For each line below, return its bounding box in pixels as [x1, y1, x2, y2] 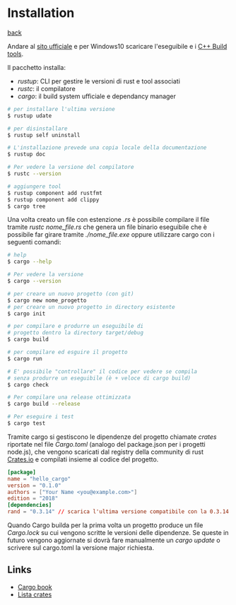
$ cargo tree [7, 203, 46, 210]
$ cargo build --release [7, 401, 81, 408]
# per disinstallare [7, 125, 69, 132]
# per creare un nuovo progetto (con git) [7, 290, 134, 298]
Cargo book [17, 582, 52, 591]
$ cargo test [7, 420, 46, 427]
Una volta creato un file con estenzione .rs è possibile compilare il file [7, 216, 210, 224]
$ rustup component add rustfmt [7, 189, 102, 196]
